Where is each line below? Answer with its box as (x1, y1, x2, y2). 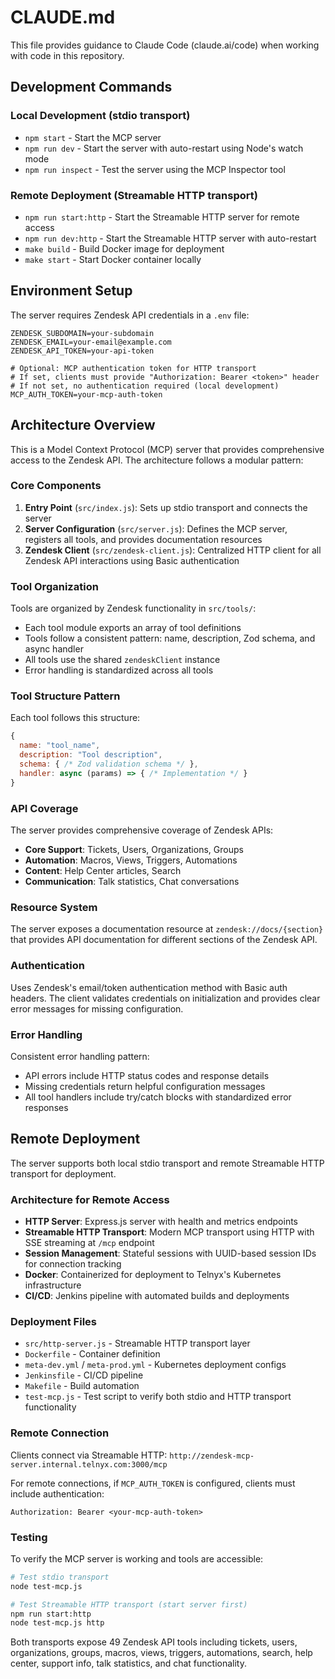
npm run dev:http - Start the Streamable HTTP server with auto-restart (24, 232, 317, 244)
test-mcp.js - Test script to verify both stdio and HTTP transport (24, 1391, 292, 1403)
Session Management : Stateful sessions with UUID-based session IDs (24, 1247, 317, 1259)
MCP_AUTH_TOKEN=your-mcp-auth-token (10, 389, 163, 400)
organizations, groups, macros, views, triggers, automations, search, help (10, 1647, 313, 1659)
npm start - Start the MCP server (24, 131, 162, 143)
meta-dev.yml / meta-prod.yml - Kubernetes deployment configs (24, 1359, 287, 1371)
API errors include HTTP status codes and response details (24, 1069, 270, 1081)
